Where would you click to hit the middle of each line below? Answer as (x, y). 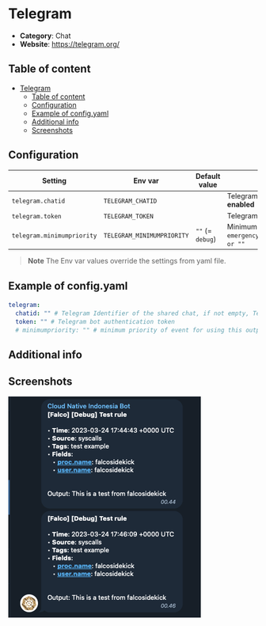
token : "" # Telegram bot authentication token (95, 321)
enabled (241, 205)
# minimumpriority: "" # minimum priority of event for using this (129, 330)
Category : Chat (45, 36)
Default (208, 176)
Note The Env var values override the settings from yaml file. (127, 261)
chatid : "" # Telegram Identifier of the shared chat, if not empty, (132, 313)
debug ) (205, 239)
